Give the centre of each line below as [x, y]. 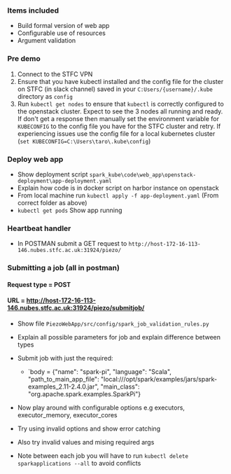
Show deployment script [52, 174]
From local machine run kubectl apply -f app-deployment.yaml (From [118, 195]
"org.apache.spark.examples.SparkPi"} [84, 393]
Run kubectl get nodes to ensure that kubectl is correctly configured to [120, 104]
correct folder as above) [52, 202]
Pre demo [24, 59]
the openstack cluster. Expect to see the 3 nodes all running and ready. [120, 111]
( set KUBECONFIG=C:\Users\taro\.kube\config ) [84, 141]
